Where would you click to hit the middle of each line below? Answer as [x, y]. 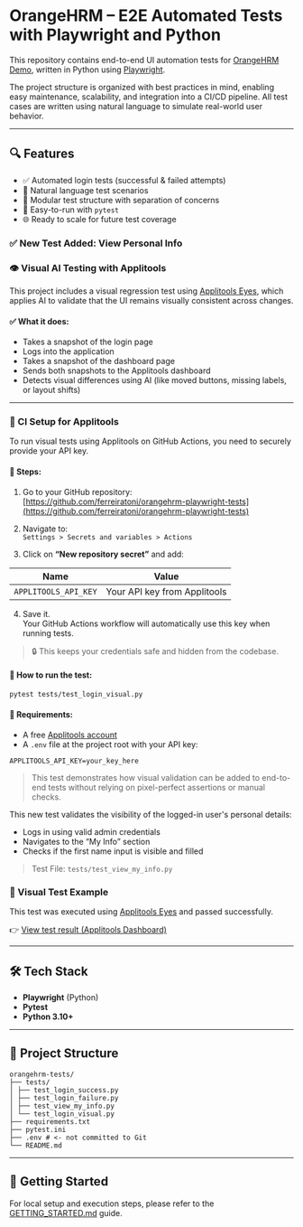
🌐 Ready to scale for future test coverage [100, 219]
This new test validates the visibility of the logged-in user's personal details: [151, 814]
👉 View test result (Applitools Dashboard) [88, 930]
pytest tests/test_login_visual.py [76, 694]
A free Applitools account [69, 735]
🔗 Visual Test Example [59, 892]
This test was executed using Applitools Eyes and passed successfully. [141, 912]
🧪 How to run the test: [51, 675]
